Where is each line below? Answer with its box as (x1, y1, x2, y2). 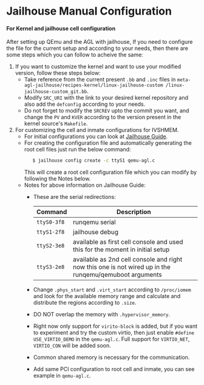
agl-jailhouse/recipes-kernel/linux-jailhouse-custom (24, 82, 163, 89)
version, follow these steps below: (15, 69, 101, 77)
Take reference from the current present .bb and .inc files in (24, 76, 176, 83)
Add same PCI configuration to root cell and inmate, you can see (33, 366, 195, 373)
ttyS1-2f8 (36, 229, 65, 235)
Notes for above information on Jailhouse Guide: (24, 181, 146, 189)
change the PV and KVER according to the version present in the (24, 114, 182, 121)
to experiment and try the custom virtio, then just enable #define (33, 329, 194, 336)
